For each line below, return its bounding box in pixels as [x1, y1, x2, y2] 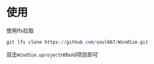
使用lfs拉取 [6, 27, 34, 34]
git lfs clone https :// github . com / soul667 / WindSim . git [6, 39, 149, 45]
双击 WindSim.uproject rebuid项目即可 [6, 51, 99, 58]
